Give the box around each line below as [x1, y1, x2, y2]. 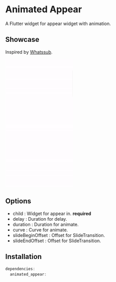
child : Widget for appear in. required [12, 210, 91, 217]
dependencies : [5, 267, 36, 272]
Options [5, 197, 32, 205]
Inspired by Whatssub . [5, 49, 53, 55]
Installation [5, 252, 42, 261]
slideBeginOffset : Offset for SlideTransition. [12, 232, 105, 238]
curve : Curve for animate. [12, 226, 68, 233]
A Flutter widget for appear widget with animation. [5, 20, 111, 27]
